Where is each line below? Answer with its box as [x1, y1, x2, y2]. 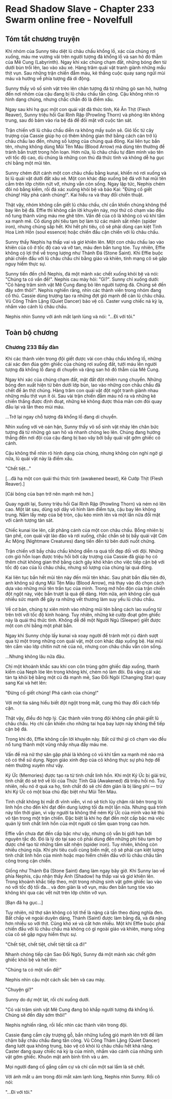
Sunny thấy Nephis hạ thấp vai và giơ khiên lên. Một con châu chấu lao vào [5, 239, 164, 245]
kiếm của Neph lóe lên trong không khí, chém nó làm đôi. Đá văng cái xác [5, 669, 161, 675]
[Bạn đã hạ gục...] [5, 899, 43, 905]
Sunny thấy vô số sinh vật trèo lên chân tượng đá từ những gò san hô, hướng [5, 85, 167, 91]
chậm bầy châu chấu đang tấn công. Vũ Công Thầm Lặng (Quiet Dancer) [5, 1037, 160, 1043]
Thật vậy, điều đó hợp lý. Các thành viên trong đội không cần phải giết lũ [5, 715, 159, 721]
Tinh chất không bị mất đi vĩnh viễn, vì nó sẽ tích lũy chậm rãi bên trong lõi [5, 798, 163, 804]
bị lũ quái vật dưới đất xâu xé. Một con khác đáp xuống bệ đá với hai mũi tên [5, 175, 166, 181]
